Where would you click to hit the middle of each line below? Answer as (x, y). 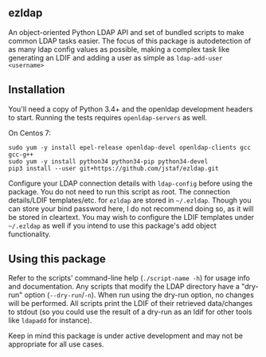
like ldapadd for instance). (50, 320)
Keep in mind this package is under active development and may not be (125, 336)
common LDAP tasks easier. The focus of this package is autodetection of (130, 41)
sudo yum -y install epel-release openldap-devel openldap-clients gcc (129, 147)
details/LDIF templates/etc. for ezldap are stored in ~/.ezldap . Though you (130, 200)
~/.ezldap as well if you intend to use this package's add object (112, 226)
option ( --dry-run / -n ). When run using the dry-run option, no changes (139, 295)
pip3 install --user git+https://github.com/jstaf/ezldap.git (113, 168)
